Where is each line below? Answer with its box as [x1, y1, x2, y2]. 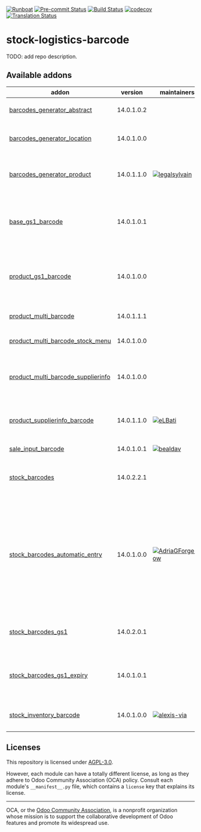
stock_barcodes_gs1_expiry [9, 671, 88, 679]
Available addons [6, 70, 72, 80]
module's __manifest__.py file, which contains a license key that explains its [6, 783, 195, 790]
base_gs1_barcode [9, 217, 63, 226]
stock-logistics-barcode [6, 33, 130, 47]
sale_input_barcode [9, 444, 65, 453]
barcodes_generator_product [9, 170, 92, 178]
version [120, 88, 144, 96]
